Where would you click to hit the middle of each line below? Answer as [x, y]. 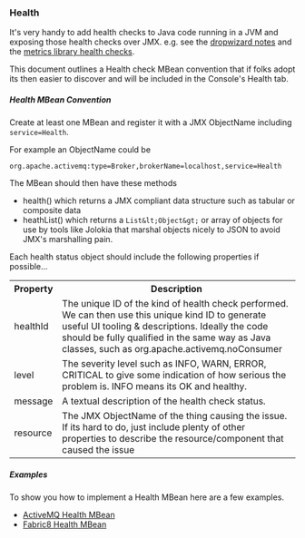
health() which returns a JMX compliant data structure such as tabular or [158, 201]
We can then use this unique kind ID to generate [164, 315]
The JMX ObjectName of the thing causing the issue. [175, 416]
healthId [31, 327]
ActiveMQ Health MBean [69, 515]
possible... [29, 267]
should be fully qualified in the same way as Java [167, 337]
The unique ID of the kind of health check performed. [175, 304]
